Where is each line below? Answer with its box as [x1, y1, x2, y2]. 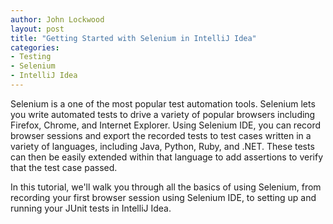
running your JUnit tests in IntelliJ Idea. [10, 202, 172, 214]
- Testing [10, 52, 52, 62]
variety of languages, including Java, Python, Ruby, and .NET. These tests [10, 140, 315, 152]
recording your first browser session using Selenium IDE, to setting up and [10, 191, 317, 203]
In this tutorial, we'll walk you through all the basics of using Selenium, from [10, 181, 322, 193]
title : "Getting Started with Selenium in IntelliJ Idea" [10, 33, 257, 43]
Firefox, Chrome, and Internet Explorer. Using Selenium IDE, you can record [10, 119, 322, 131]
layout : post [10, 24, 65, 34]
